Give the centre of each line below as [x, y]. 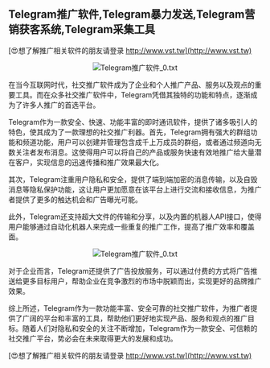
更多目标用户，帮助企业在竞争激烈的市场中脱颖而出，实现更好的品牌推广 [142, 281]
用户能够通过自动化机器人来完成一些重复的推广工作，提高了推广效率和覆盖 [131, 226]
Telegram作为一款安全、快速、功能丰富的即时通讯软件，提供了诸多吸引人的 [133, 122]
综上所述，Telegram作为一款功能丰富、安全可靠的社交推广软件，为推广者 [129, 308]
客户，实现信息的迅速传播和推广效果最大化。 [89, 162]
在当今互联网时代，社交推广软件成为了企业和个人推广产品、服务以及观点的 [131, 85]
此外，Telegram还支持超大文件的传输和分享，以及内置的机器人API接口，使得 [135, 217]
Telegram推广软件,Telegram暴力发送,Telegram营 [132, 14]
